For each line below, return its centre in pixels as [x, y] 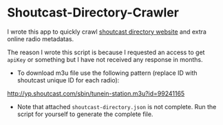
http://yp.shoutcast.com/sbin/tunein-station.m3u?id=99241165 [96, 93]
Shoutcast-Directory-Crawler [93, 13]
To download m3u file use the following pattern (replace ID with [107, 73]
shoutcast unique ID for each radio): [68, 80]
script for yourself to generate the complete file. [85, 114]
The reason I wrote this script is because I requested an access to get [106, 52]
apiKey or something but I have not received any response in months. [105, 59]
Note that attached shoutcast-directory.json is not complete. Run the [117, 106]
